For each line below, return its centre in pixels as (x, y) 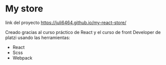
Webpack (22, 57)
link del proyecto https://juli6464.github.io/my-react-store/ (66, 22)
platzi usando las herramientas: (38, 37)
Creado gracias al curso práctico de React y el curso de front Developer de (83, 32)
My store (24, 9)
